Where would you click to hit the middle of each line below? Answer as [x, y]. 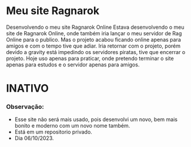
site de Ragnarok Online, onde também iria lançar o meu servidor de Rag [94, 33]
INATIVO [27, 88]
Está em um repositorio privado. [53, 132]
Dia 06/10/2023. [34, 138]
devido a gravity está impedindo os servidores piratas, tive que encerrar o [96, 52]
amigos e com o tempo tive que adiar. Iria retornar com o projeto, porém [93, 46]
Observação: [25, 107]
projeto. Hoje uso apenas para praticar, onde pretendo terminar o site [90, 58]
